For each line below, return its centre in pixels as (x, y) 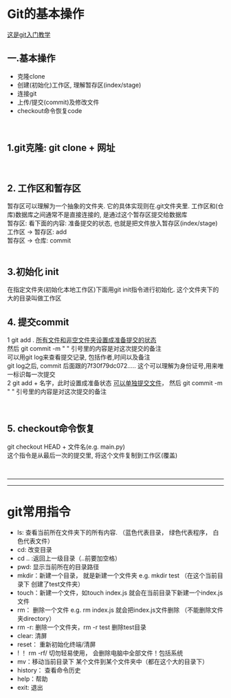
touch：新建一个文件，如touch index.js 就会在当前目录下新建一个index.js (120, 593)
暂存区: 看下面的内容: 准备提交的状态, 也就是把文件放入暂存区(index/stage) (112, 223)
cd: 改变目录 (35, 549)
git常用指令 (39, 512)
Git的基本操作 (46, 14)
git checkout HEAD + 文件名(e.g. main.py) (66, 446)
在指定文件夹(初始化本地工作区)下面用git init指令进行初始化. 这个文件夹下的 (113, 289)
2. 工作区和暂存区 (44, 188)
